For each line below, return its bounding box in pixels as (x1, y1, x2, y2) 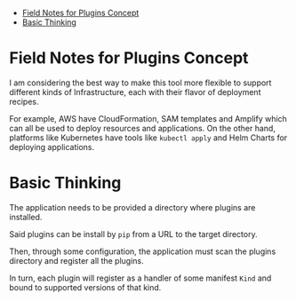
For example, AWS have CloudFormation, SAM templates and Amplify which (9, 113, 287, 123)
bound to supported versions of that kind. (9, 281, 162, 292)
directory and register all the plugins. (9, 255, 144, 265)
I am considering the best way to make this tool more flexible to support (9, 77, 272, 88)
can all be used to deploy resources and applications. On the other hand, (9, 123, 276, 133)
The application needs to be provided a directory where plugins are (9, 202, 256, 212)
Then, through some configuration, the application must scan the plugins (9, 246, 276, 257)
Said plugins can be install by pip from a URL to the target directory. (9, 228, 258, 239)
